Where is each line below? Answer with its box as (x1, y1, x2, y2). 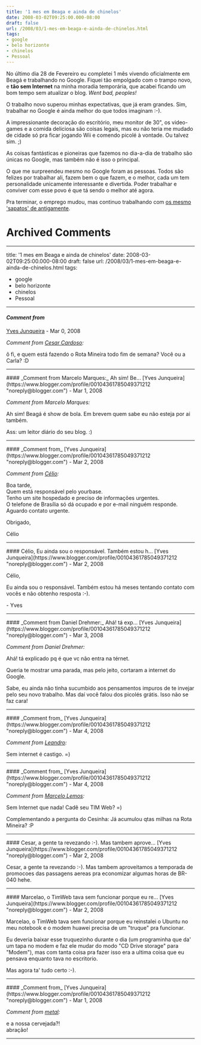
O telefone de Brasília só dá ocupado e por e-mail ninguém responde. (6, 501, 178, 508)
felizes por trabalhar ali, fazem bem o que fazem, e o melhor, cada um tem (6, 173, 190, 181)
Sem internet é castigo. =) (6, 750, 71, 757)
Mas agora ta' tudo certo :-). (6, 966, 77, 974)
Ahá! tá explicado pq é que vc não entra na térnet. (6, 655, 130, 662)
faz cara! (6, 697, 28, 704)
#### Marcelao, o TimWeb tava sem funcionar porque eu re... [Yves (6, 893, 174, 900)
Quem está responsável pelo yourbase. (6, 487, 103, 495)
